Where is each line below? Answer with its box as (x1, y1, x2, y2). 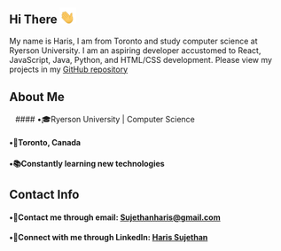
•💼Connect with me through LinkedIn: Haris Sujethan (9, 232, 208, 243)
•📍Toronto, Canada (9, 137, 82, 148)
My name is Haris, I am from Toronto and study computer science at (9, 35, 258, 46)
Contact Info (9, 187, 80, 202)
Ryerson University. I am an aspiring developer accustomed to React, (9, 44, 261, 56)
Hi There (9, 12, 58, 27)
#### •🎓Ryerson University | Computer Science (14, 114, 195, 124)
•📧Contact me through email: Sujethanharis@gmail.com (9, 212, 221, 223)
